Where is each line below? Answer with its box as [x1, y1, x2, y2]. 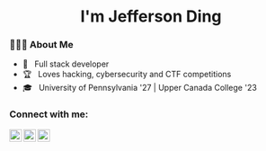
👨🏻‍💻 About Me [9, 39, 74, 51]
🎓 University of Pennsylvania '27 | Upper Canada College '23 [22, 83, 258, 93]
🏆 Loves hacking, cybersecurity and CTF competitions [22, 69, 232, 80]
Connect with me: [9, 108, 89, 120]
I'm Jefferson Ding [80, 6, 222, 27]
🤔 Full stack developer [22, 58, 110, 69]
